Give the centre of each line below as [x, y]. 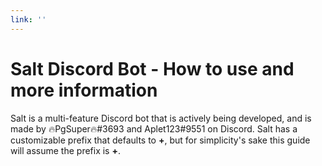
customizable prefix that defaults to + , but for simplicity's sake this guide [160, 140]
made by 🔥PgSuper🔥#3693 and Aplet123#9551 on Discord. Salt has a [154, 128]
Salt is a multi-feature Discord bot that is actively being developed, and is [161, 118]
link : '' [28, 19]
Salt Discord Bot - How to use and [152, 68]
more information [84, 90]
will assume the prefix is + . [66, 150]
